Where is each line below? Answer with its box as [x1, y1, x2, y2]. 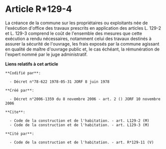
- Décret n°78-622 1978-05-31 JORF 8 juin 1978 [9, 79, 110, 84]
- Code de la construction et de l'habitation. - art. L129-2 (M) [9, 118, 150, 123]
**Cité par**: [5, 131, 35, 136]
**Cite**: [5, 109, 26, 114]
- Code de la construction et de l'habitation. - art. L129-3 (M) [9, 122, 150, 127]
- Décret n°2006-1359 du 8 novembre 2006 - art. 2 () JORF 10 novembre [9, 97, 161, 101]
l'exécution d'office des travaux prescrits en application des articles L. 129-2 [5, 25, 161, 31]
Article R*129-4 [5, 3, 72, 15]
